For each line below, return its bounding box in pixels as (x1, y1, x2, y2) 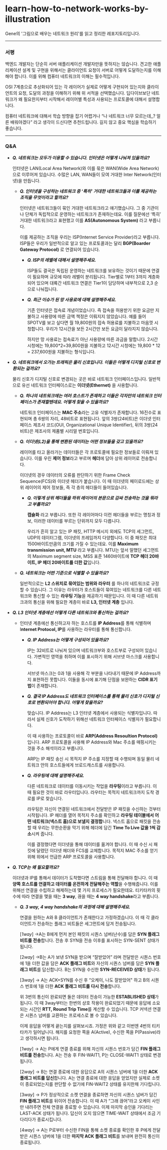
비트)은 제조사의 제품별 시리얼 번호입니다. (19, 428, 100, 434)
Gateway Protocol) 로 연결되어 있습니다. (19, 246, 100, 252)
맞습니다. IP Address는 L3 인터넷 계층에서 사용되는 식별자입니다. (27, 710, 153, 716)
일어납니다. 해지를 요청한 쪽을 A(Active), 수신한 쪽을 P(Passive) (33, 1029, 157, 1035)
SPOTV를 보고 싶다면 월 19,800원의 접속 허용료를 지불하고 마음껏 (27, 319, 154, 325)
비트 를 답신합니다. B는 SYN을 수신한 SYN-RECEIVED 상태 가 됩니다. (29, 966, 161, 972)
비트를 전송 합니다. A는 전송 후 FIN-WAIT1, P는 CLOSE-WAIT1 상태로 (19, 1052, 152, 1058)
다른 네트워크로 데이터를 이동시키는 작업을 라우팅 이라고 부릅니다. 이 (27, 783, 157, 789)
